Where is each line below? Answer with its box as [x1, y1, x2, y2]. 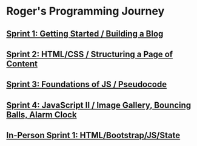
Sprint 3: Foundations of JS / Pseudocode [6, 79, 167, 89]
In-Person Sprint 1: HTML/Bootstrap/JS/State [6, 130, 181, 141]
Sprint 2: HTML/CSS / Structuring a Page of [6, 49, 173, 59]
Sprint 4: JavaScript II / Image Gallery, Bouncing [6, 100, 192, 110]
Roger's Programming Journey [6, 4, 165, 18]
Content [6, 58, 38, 69]
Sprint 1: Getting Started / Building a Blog [6, 29, 164, 39]
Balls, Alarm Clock [6, 109, 77, 120]
